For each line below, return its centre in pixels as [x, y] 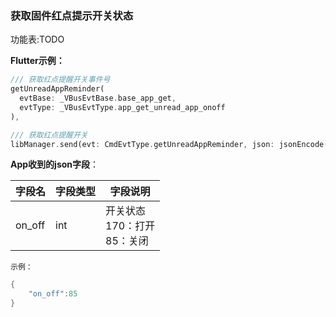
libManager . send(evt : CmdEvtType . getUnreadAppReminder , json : [142, 144]
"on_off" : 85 [53, 294]
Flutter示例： [37, 61]
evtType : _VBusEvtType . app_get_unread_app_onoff [122, 107]
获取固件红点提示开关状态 [72, 15]
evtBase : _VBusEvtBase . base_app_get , [98, 98]
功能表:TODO [37, 39]
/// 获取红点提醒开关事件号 [60, 80]
